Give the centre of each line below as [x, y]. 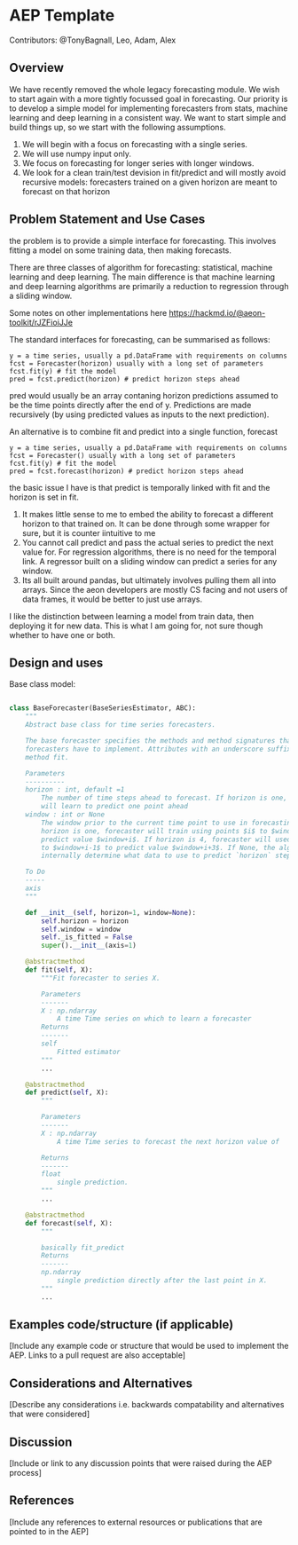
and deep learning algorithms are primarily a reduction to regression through [149, 286]
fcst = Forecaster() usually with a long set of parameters [123, 455]
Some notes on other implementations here [88, 312]
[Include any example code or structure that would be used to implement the [149, 1346]
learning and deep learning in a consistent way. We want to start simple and [148, 117]
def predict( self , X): [67, 1092]
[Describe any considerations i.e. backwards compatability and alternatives [147, 1405]
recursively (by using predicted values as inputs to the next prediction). [139, 414]
